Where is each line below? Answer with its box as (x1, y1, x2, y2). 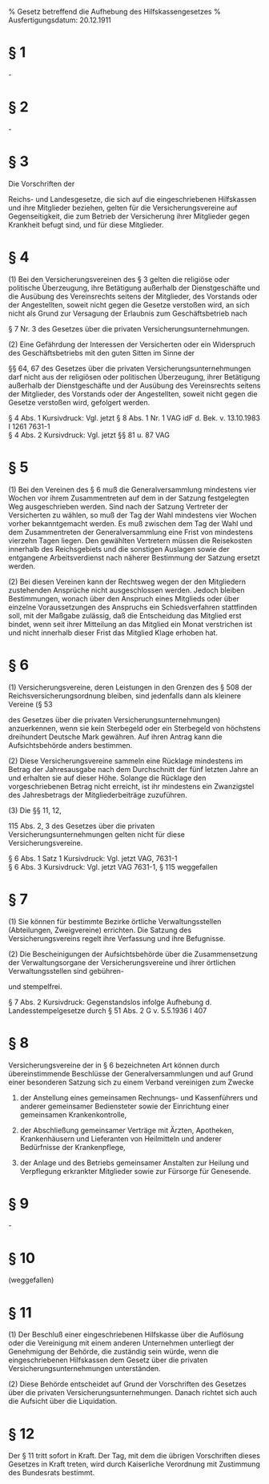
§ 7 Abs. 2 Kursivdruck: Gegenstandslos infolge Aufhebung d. (8, 997, 212, 1007)
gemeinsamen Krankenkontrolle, (19, 1109, 127, 1120)
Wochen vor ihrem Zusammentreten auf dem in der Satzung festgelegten (8, 493, 250, 503)
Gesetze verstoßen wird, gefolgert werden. (8, 397, 151, 407)
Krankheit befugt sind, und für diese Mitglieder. (8, 219, 164, 229)
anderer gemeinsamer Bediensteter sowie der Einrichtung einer (19, 1101, 230, 1111)
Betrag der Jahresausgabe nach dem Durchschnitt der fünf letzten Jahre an (8, 764, 259, 774)
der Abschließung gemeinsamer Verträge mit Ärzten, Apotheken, (19, 1125, 235, 1135)
